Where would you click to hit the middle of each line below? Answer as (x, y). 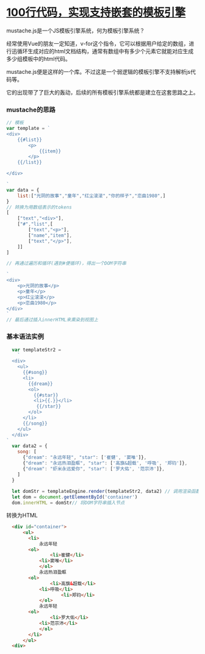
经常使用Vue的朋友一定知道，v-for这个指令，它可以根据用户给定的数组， (98, 43)
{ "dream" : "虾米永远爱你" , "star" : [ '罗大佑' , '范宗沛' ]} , (93, 469)
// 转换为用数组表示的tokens (39, 207)
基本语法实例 (25, 337)
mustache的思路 (31, 109)
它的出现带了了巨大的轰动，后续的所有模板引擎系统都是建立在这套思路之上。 (103, 92)
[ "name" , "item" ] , (50, 235)
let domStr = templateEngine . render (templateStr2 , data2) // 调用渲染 (102, 492)
